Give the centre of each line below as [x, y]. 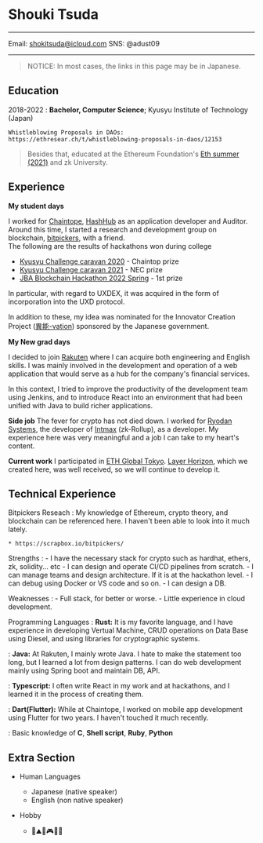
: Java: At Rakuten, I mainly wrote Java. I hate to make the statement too [125, 654]
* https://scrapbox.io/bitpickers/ [66, 544]
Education [34, 91]
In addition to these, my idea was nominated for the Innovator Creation [122, 316]
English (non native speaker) [77, 800]
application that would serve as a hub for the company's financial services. [129, 374]
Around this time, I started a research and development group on [113, 229]
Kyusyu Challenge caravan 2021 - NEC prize [91, 269]
